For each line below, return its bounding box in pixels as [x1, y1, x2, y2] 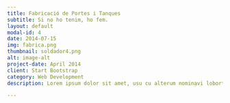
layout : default [7, 23, 53, 29]
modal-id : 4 [7, 29, 41, 36]
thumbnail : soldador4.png [7, 48, 81, 55]
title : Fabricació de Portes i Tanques [7, 10, 121, 17]
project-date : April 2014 [7, 61, 81, 68]
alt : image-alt [7, 55, 51, 61]
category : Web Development [7, 73, 84, 80]
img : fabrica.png [7, 42, 57, 48]
